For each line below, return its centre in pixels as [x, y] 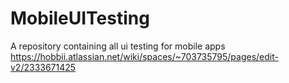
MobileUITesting [80, 18]
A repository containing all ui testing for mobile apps [118, 46]
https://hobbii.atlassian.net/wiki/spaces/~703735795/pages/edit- [144, 56]
